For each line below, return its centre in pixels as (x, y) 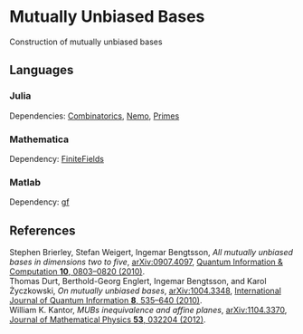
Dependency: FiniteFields (57, 158)
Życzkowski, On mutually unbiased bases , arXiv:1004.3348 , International (146, 291)
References (43, 230)
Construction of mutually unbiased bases (86, 42)
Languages (42, 70)
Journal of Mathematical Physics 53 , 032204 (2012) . (108, 320)
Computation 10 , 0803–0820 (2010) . (77, 272)
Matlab (25, 182)
